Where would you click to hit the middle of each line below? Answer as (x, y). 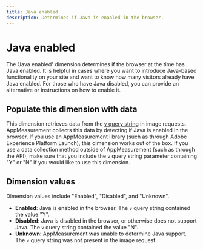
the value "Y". (32, 215)
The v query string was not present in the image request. (86, 240)
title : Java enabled (32, 12)
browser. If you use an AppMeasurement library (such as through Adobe (97, 137)
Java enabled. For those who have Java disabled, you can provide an (93, 84)
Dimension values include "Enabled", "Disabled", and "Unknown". (88, 196)
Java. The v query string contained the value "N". (76, 228)
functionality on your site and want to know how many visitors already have (100, 77)
